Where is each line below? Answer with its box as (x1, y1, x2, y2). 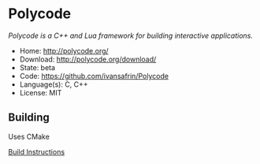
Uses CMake (8, 132, 50, 141)
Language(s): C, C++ (19, 80, 88, 89)
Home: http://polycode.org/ (19, 46, 109, 55)
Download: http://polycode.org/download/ (19, 54, 157, 64)
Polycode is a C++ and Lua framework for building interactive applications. (8, 31, 254, 40)
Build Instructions (8, 147, 65, 156)
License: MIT (19, 88, 62, 97)
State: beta (19, 62, 56, 72)
